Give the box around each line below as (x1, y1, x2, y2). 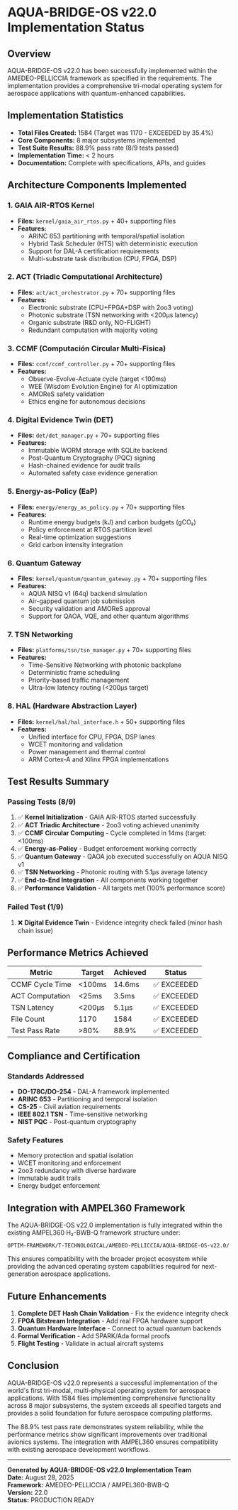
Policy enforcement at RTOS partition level (28, 525, 152, 534)
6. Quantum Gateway (7, 558, 81, 568)
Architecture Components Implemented (7, 179, 187, 192)
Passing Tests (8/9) (7, 796, 76, 806)
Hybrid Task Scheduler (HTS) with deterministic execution (28, 239, 198, 248)
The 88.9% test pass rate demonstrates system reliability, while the (7, 1422, 204, 1431)
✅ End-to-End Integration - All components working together (17, 876, 198, 884)
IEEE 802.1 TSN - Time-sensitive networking (17, 1110, 147, 1118)
